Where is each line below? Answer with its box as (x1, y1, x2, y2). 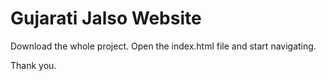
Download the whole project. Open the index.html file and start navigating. (10, 40, 317, 52)
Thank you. (10, 59, 57, 71)
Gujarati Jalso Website (10, 7, 202, 30)
